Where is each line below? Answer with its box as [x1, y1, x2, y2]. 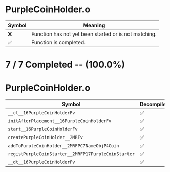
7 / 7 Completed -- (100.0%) [5, 59, 125, 71]
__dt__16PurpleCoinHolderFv [8, 159, 75, 165]
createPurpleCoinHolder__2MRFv [8, 134, 83, 141]
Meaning [83, 22, 105, 29]
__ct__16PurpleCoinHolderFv [8, 110, 75, 116]
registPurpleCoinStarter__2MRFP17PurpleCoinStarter [8, 151, 135, 157]
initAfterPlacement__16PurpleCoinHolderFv [8, 118, 112, 124]
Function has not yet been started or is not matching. [31, 30, 157, 38]
